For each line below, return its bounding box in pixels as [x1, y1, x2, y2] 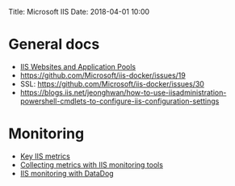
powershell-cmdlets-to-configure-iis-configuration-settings [19, 96, 220, 106]
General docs [8, 36, 100, 53]
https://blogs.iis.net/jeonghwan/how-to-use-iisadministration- [19, 87, 227, 97]
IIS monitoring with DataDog [19, 168, 115, 178]
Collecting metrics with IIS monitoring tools [19, 159, 164, 169]
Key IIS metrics [19, 151, 70, 161]
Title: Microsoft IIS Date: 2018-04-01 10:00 [8, 7, 150, 16]
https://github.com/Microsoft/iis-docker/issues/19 [19, 70, 186, 80]
